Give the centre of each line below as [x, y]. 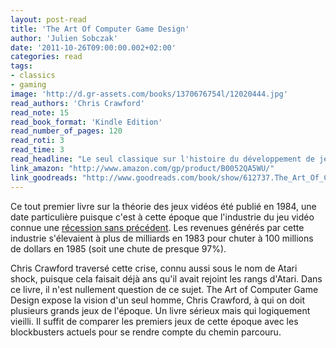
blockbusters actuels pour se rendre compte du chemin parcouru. [146, 332]
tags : [21, 66]
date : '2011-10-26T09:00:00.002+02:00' [93, 47]
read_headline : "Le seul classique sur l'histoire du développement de [162, 159]
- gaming [28, 85]
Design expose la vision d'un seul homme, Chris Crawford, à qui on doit [158, 300]
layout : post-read [48, 19]
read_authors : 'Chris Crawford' [77, 103]
